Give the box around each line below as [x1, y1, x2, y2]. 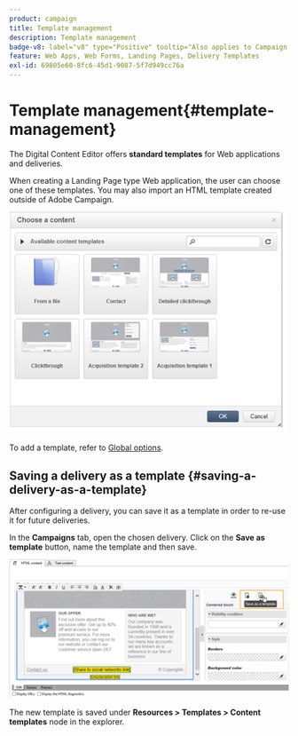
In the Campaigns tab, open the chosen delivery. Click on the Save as [9, 533, 266, 543]
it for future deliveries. [9, 515, 90, 526]
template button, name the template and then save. [9, 542, 198, 552]
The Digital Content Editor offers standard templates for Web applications [9, 148, 281, 159]
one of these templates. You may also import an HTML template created [9, 185, 272, 195]
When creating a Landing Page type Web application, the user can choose [9, 175, 281, 186]
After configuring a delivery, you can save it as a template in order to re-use [9, 506, 286, 517]
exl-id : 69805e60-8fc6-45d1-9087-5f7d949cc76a [9, 61, 184, 70]
